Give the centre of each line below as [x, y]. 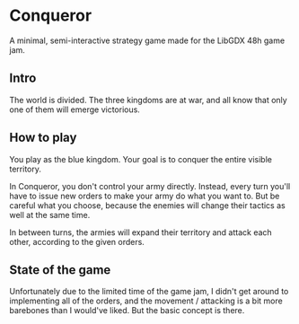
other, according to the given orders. [77, 241]
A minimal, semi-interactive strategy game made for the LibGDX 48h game [147, 40]
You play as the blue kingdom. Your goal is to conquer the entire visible [141, 159]
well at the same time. [50, 215]
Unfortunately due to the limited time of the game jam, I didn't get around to [149, 292]
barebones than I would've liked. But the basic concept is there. [127, 311]
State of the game [60, 270]
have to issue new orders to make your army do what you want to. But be [145, 196]
